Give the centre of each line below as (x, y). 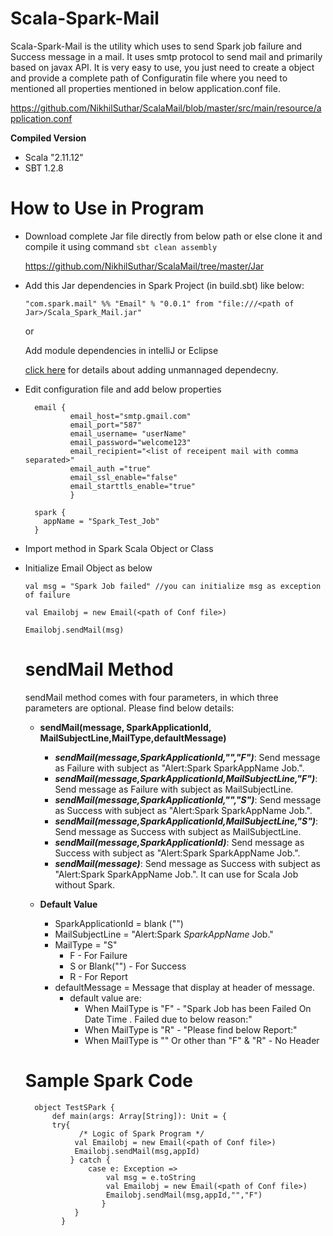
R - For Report (98, 976)
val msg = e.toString (150, 1177)
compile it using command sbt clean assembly (121, 246)
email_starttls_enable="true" (132, 486)
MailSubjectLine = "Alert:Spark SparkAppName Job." (164, 934)
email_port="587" (105, 425)
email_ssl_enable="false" (123, 477)
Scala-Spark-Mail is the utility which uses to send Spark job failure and (156, 46)
